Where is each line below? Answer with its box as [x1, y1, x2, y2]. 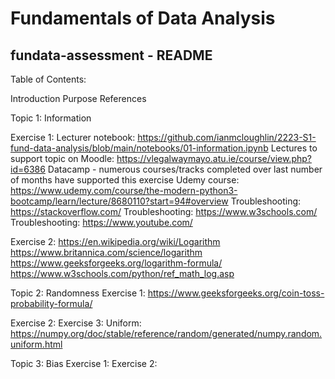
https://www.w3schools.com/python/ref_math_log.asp [10, 268, 235, 279]
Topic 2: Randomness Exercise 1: [10, 287, 146, 299]
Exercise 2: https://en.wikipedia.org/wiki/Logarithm [10, 236, 221, 247]
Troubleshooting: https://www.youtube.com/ [10, 217, 193, 228]
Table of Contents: [10, 73, 87, 85]
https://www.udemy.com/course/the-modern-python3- [10, 185, 238, 196]
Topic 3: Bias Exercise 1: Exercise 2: [10, 358, 158, 369]
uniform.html [10, 338, 63, 350]
